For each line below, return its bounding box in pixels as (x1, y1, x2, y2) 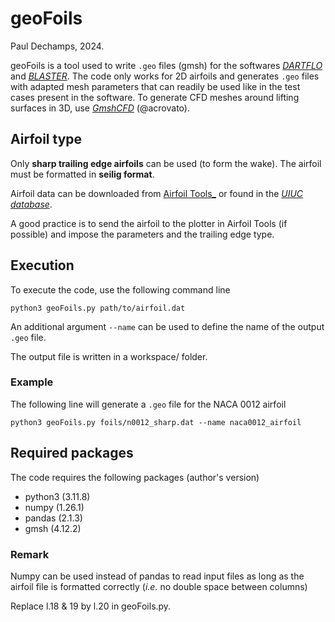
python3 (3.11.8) (24, 490, 91, 502)
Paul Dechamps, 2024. (10, 40, 105, 52)
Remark (10, 547, 50, 561)
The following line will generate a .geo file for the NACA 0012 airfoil (10, 398, 287, 410)
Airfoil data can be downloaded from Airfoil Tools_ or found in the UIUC (10, 187, 304, 199)
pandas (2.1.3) (24, 512, 83, 524)
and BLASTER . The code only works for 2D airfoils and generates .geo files (10, 70, 320, 82)
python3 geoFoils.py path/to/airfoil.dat (10, 303, 186, 313)
